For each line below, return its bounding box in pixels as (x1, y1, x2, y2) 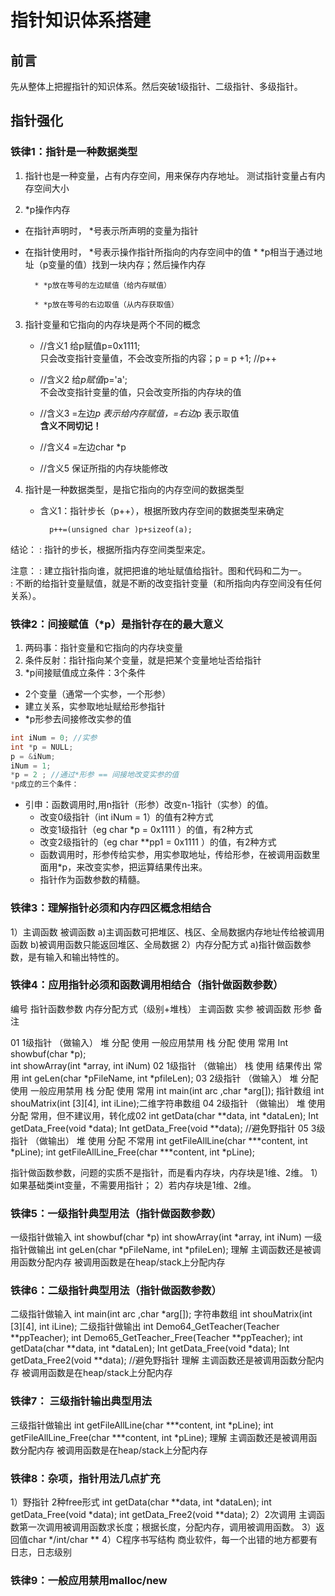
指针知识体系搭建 (10, 9, 152, 32)
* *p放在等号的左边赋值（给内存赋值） (34, 280, 172, 290)
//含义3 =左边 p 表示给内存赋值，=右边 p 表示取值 (39, 407, 240, 419)
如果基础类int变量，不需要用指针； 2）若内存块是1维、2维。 (10, 1179, 257, 1191)
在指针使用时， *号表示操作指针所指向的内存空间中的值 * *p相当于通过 (24, 246, 315, 258)
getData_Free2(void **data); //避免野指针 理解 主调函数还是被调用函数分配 (10, 1354, 316, 1366)
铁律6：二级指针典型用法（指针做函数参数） (10, 1284, 222, 1298)
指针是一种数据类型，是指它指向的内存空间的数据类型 (24, 483, 245, 495)
